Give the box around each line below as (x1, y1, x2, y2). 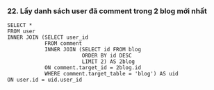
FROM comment (44, 40, 82, 47)
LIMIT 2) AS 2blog (81, 58, 135, 65)
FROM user (7, 28, 36, 35)
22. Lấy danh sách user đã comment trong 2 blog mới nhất (7, 6, 207, 16)
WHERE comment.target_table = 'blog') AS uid (44, 71, 179, 78)
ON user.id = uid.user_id (7, 76, 82, 84)
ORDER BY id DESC (81, 52, 132, 60)
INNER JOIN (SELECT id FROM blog (44, 46, 141, 53)
